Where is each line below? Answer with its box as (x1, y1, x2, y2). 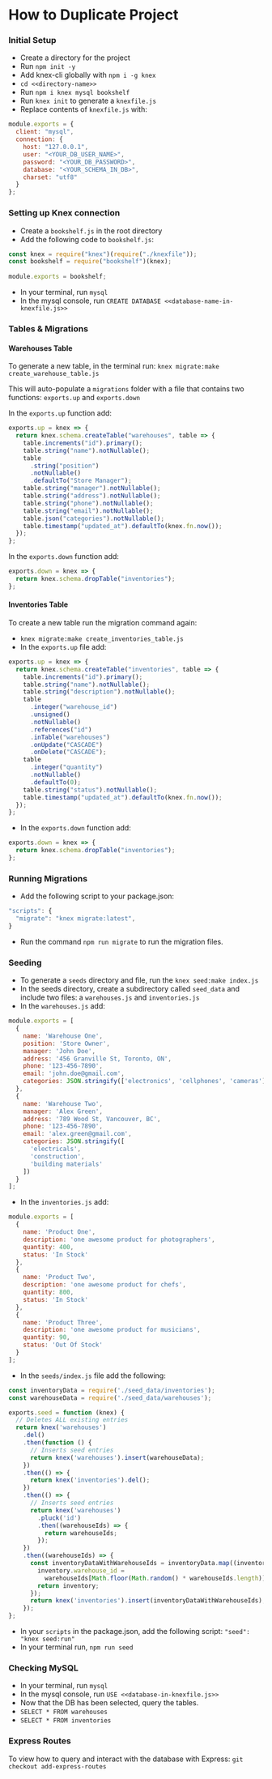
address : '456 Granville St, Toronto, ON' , (23, 1055, 172, 1063)
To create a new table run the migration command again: (8, 617, 198, 627)
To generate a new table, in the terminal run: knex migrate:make (8, 361, 220, 371)
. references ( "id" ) (29, 725, 92, 734)
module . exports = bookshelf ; (8, 273, 107, 281)
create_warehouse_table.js (8, 370, 100, 378)
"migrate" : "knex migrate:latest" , (15, 915, 136, 923)
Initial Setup (8, 35, 57, 46)
